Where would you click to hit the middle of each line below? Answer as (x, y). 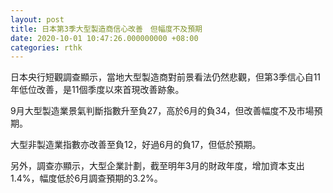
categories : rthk (46, 47)
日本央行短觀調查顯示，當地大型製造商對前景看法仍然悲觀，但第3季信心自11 (166, 77)
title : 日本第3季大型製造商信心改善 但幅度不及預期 (106, 29)
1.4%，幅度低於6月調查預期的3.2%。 (86, 178)
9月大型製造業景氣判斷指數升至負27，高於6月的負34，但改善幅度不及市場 (162, 111)
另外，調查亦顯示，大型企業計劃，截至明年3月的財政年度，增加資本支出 (157, 166)
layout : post (37, 19)
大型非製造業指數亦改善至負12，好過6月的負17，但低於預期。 (136, 145)
